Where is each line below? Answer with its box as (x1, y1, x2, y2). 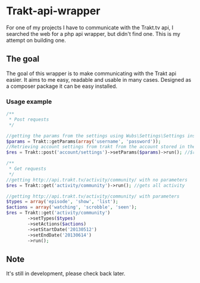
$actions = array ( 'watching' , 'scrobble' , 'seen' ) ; (6, 204, 137, 210)
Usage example (6, 97, 52, 106)
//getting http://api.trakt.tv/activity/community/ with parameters (6, 193, 180, 199)
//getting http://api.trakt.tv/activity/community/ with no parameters (6, 177, 187, 183)
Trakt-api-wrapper (6, 4, 101, 18)
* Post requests (8, 116, 49, 122)
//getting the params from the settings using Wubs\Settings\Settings (6, 133, 185, 139)
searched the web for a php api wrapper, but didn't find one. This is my (6, 30, 180, 37)
